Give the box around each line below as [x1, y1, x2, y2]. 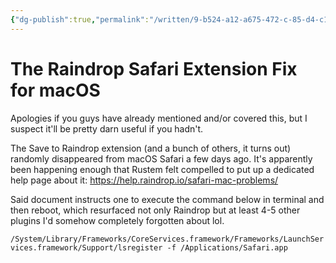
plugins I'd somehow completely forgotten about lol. [10, 214, 225, 226]
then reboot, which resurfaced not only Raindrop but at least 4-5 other [10, 204, 301, 216]
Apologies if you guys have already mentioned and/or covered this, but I [10, 112, 308, 124]
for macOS [10, 79, 101, 101]
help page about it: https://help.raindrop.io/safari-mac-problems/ [10, 174, 279, 186]
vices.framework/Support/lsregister [10, 242, 163, 253]
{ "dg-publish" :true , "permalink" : [10, 14, 150, 25]
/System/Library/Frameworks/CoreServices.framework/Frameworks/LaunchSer [10, 234, 325, 244]
